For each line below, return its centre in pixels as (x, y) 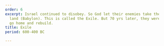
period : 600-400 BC (25, 32)
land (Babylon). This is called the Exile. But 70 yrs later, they (80, 18)
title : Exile (18, 28)
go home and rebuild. (31, 23)
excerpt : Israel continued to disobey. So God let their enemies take (78, 14)
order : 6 (14, 9)
